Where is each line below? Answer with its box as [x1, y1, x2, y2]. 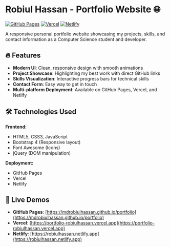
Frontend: [5, 123, 27, 130]
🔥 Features [5, 51, 41, 60]
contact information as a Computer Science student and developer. [5, 36, 147, 42]
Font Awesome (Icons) [12, 145, 60, 151]
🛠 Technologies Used [5, 108, 77, 116]
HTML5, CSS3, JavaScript [12, 133, 68, 139]
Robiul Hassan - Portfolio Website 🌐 [5, 4, 161, 15]
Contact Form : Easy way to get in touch [12, 81, 97, 87]
